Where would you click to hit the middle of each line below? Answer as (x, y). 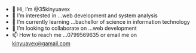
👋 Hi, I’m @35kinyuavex (41, 9)
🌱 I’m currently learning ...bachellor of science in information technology (101, 22)
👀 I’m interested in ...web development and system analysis (85, 15)
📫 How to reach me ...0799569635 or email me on (74, 35)
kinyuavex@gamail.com (41, 43)
